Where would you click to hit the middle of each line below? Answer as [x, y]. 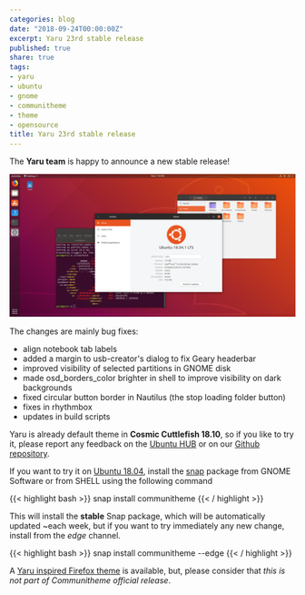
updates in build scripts [66, 417]
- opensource [34, 125]
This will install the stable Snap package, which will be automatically [138, 516]
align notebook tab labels [70, 349]
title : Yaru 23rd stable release [73, 135]
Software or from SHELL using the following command [111, 481]
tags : [20, 67]
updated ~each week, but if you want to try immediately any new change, [147, 526]
